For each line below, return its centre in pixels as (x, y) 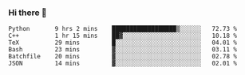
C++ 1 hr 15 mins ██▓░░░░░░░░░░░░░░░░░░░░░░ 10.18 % (123, 36)
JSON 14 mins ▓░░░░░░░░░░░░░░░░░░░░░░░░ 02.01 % (123, 64)
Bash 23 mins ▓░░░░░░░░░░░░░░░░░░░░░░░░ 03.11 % (123, 50)
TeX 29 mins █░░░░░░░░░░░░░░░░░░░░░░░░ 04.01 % (123, 43)
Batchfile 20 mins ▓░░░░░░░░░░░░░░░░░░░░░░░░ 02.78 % (123, 57)
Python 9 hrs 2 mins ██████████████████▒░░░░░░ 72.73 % (123, 29)
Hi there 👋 (28, 13)
